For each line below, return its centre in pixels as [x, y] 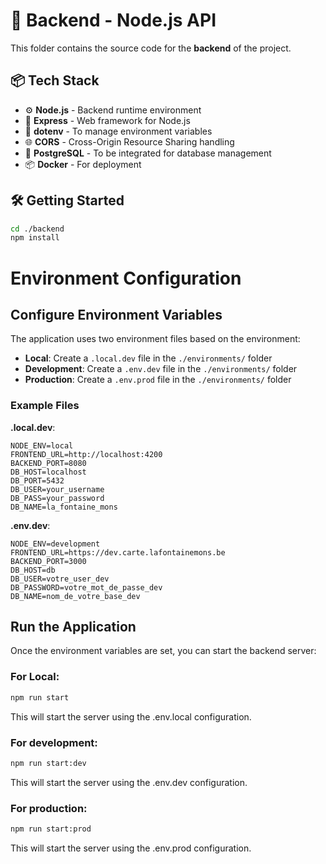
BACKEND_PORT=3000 [48, 561]
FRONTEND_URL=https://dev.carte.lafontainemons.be [118, 552]
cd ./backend [37, 229]
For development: [54, 742]
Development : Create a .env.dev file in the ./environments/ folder [161, 369]
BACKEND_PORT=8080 [48, 463]
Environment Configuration [126, 278]
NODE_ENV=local [42, 445]
